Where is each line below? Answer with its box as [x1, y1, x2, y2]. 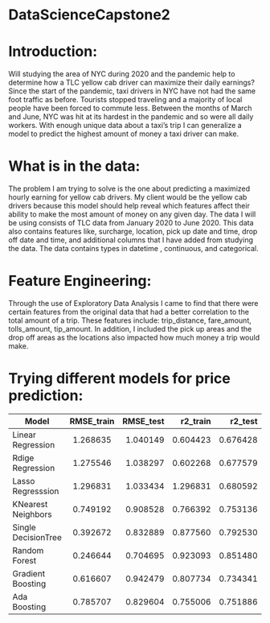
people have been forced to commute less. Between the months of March [8, 103, 252, 113]
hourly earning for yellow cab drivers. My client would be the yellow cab [8, 192, 247, 202]
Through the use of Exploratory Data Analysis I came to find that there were [8, 299, 259, 307]
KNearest [12, 498, 48, 510]
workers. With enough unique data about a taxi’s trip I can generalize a [8, 121, 243, 130]
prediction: [8, 386, 84, 405]
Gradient [12, 567, 46, 579]
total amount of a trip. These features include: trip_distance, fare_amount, [8, 316, 252, 325]
